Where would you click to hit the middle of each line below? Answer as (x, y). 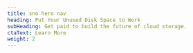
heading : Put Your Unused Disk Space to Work (74, 20)
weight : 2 (21, 39)
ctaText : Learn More (37, 33)
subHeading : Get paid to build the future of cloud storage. (97, 26)
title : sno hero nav (37, 13)
